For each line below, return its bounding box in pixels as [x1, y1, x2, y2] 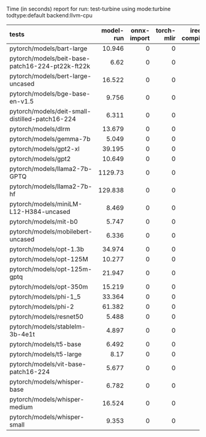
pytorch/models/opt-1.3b [9, 245, 85, 253]
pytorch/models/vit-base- [9, 360, 86, 368]
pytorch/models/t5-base [9, 340, 82, 348]
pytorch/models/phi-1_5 [9, 292, 81, 301]
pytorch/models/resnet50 [9, 313, 84, 321]
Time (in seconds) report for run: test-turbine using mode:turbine [6, 6, 171, 12]
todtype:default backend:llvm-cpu [6, 12, 93, 19]
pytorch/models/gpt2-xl [9, 145, 80, 153]
